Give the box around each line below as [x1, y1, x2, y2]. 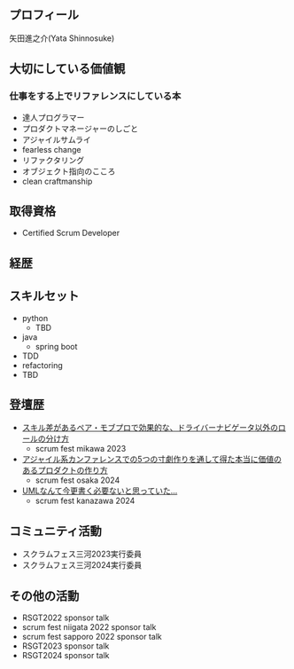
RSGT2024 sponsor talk [21, 649, 110, 660]
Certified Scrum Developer [21, 228, 120, 239]
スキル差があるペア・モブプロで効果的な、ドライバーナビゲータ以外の [21, 422, 279, 433]
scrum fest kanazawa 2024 [35, 495, 135, 507]
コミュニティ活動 [9, 523, 102, 539]
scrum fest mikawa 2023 [35, 444, 127, 454]
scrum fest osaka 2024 [35, 475, 120, 485]
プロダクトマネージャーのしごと [21, 122, 139, 134]
